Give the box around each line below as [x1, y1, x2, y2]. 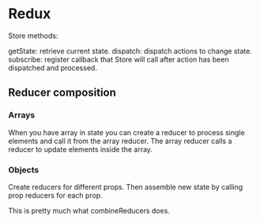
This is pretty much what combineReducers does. [8, 206, 170, 215]
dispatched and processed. [8, 62, 97, 72]
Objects [8, 164, 40, 175]
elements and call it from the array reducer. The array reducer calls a [8, 136, 232, 146]
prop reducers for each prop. [8, 191, 103, 200]
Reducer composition [8, 86, 117, 100]
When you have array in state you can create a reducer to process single [8, 127, 245, 137]
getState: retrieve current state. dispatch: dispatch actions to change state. [8, 46, 253, 55]
